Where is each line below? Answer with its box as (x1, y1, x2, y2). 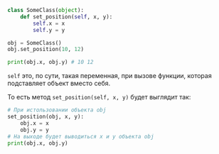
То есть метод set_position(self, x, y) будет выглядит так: (7, 93, 191, 101)
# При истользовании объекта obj (7, 106, 107, 114)
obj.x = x (20, 119, 50, 127)
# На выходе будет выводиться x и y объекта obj (7, 133, 154, 140)
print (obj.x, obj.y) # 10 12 (7, 59, 94, 66)
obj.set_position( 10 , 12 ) (7, 46, 84, 53)
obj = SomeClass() (7, 39, 62, 46)
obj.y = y (20, 126, 50, 133)
